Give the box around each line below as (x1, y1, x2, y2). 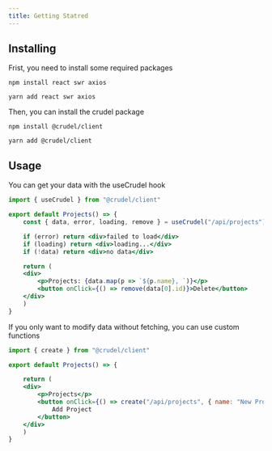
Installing (8, 42, 57, 56)
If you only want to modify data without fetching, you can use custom (8, 322, 240, 331)
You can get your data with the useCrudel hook (8, 180, 166, 190)
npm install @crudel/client (8, 123, 104, 131)
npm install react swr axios (8, 78, 107, 87)
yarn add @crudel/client (8, 137, 92, 145)
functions (8, 331, 40, 340)
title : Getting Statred (8, 11, 89, 20)
